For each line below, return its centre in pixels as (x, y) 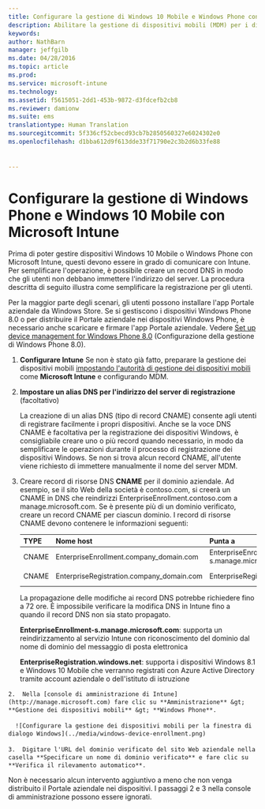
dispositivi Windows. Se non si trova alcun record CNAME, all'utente (131, 457)
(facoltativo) (39, 401)
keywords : (24, 33)
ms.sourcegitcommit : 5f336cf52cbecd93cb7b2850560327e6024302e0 (114, 134)
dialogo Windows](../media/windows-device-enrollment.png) (107, 734)
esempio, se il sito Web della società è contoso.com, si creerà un (125, 490)
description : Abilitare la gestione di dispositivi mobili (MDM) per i (128, 25)
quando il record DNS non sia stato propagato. (95, 614)
